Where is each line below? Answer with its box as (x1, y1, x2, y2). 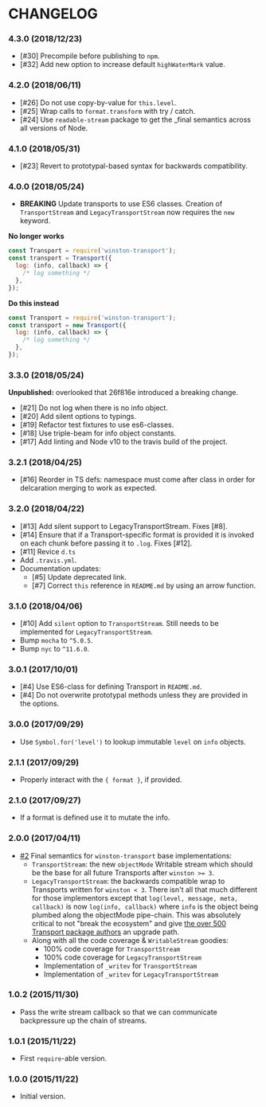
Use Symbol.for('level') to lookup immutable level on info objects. (19, 737, 247, 746)
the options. (19, 698, 60, 709)
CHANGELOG (8, 5, 98, 23)
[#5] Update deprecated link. (31, 572, 127, 581)
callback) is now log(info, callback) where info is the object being (31, 902, 259, 911)
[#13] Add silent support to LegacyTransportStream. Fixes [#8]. (19, 521, 228, 530)
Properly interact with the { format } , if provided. (19, 774, 182, 784)
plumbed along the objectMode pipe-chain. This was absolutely (31, 909, 241, 920)
